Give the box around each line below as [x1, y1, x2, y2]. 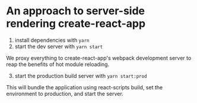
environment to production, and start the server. [6, 90, 123, 97]
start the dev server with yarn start [14, 43, 103, 50]
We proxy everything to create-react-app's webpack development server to [6, 54, 192, 61]
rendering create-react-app [6, 17, 146, 30]
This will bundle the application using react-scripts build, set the [6, 83, 163, 90]
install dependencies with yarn [14, 36, 90, 43]
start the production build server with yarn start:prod [14, 72, 147, 79]
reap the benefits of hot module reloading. [6, 61, 110, 68]
